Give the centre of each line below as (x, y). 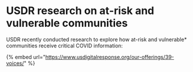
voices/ (15, 63)
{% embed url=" (26, 57)
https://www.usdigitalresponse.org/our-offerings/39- (109, 57)
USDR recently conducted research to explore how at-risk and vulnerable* (97, 39)
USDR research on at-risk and (80, 11)
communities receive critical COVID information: (64, 46)
